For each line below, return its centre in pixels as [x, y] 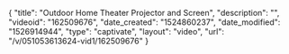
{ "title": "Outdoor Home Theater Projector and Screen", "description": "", [144, 13]
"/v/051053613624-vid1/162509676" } [79, 41]
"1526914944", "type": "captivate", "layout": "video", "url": [116, 31]
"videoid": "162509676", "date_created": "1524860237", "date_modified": [144, 22]
